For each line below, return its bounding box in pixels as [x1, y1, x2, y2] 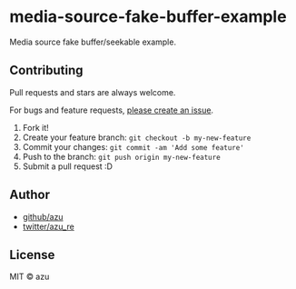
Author [9, 187, 50, 203]
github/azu [22, 211, 64, 222]
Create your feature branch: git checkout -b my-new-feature [22, 132, 252, 143]
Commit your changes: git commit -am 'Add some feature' [22, 141, 245, 152]
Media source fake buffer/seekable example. [9, 36, 177, 47]
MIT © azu [9, 271, 50, 283]
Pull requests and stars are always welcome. [9, 86, 176, 97]
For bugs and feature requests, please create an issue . [9, 105, 214, 115]
